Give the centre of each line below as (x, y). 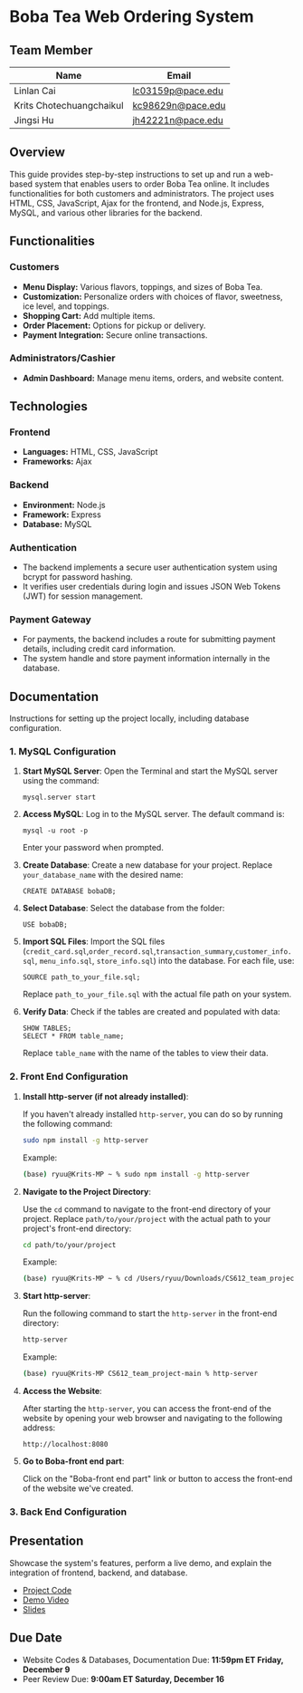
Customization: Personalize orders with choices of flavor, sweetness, (152, 296)
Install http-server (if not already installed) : (105, 1096)
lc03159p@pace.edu (178, 91)
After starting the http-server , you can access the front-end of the (147, 1409)
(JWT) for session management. (82, 596)
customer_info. (263, 952)
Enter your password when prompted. (93, 848)
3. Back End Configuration (68, 1512)
